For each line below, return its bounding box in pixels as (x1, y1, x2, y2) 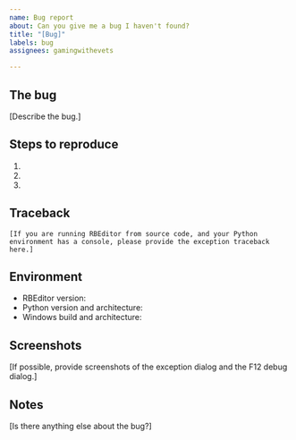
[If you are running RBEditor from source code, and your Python (9, 229, 258, 238)
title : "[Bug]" (9, 30, 66, 38)
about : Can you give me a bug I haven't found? (9, 21, 190, 30)
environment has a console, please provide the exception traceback (9, 237, 270, 246)
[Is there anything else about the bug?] (9, 421, 152, 431)
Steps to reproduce (9, 137, 119, 152)
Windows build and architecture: (21, 312, 142, 323)
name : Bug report (9, 13, 74, 22)
